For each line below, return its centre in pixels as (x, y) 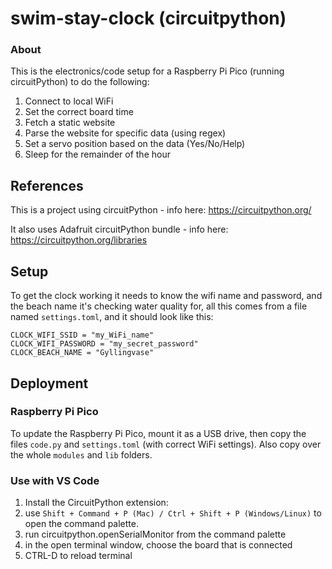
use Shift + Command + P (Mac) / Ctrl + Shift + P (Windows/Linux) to (173, 513)
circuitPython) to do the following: (80, 82)
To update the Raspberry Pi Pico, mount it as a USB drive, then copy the (158, 433)
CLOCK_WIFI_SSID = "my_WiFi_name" (82, 335)
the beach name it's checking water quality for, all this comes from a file (159, 306)
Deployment (49, 383)
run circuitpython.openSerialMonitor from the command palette (155, 534)
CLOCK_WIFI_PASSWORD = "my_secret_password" (104, 344)
